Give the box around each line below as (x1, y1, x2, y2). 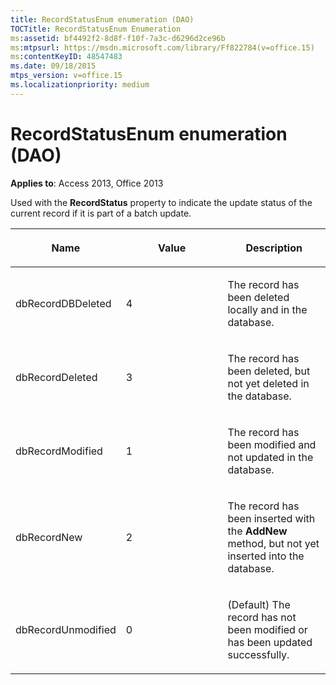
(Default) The (227, 597, 291, 611)
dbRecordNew (15, 530, 83, 544)
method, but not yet (227, 536, 320, 550)
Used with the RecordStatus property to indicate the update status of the (10, 196, 313, 208)
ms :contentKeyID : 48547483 (10, 52, 123, 62)
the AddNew (227, 524, 288, 538)
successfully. (227, 647, 290, 661)
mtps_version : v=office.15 (10, 71, 123, 81)
